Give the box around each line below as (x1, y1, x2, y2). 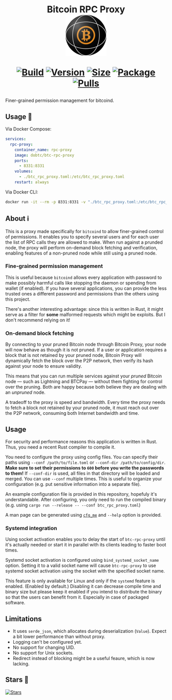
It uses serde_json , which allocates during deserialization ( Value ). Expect (12, 628, 167, 634)
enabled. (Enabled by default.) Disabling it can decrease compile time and (5, 583, 161, 589)
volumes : (14, 169, 33, 174)
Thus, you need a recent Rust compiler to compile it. (5, 444, 116, 450)
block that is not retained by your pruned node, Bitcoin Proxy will (5, 352, 142, 358)
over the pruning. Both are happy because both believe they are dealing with (5, 384, 167, 390)
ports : (14, 158, 29, 163)
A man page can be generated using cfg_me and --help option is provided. (5, 512, 162, 518)
